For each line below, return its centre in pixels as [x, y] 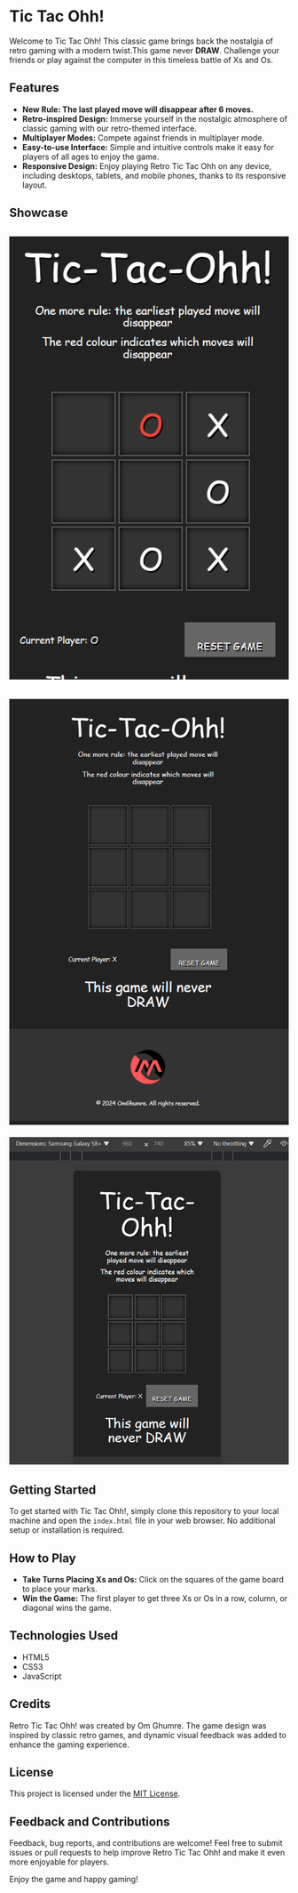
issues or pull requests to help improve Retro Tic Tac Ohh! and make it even [147, 1853]
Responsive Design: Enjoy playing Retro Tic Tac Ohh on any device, [147, 165]
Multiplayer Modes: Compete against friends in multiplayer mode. [143, 137]
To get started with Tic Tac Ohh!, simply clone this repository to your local [144, 1511]
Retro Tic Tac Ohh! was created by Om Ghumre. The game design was [138, 1725]
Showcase [39, 213]
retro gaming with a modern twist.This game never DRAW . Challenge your [144, 50]
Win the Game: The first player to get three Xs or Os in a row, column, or [155, 1599]
